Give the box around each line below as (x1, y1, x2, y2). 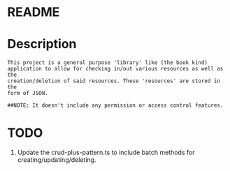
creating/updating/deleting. (17, 156, 96, 164)
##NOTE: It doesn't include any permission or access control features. (7, 102, 224, 109)
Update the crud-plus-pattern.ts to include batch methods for (17, 148, 195, 157)
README (7, 4, 60, 20)
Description (7, 36, 77, 52)
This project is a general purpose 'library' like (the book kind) (7, 59, 208, 66)
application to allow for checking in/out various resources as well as (7, 66, 224, 73)
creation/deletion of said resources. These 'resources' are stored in (7, 77, 220, 84)
